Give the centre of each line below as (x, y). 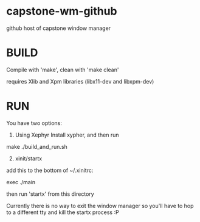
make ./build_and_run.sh (37, 146)
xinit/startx (29, 158)
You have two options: (34, 123)
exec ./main (21, 182)
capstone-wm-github (62, 11)
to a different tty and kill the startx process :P (63, 212)
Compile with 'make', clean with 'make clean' (63, 70)
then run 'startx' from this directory (50, 194)
